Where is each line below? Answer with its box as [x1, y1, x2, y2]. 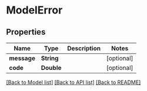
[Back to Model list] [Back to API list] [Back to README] [6, 79, 141, 86]
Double [41, 64, 62, 72]
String [41, 54, 59, 62]
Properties [6, 27, 46, 37]
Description [67, 45, 101, 52]
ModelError [6, 4, 63, 17]
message [9, 54, 35, 62]
